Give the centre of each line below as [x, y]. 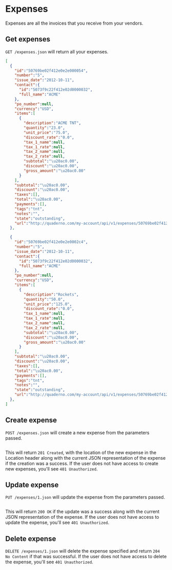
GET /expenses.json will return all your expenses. [57, 51]
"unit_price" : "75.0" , [47, 132]
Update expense [32, 485]
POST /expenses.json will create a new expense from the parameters [77, 433]
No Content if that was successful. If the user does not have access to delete [86, 557]
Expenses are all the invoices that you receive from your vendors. [74, 23]
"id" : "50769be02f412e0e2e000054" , [51, 71]
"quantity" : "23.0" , [45, 128]
